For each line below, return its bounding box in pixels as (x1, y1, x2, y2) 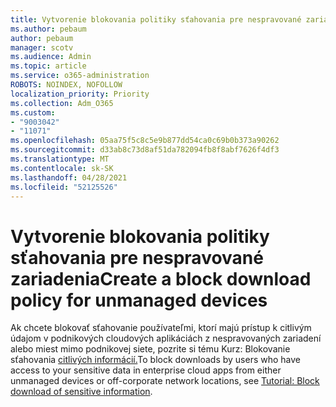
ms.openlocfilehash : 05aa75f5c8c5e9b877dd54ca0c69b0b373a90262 (10, 136, 280, 146)
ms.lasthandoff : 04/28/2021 (10, 172, 128, 183)
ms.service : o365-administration (10, 71, 150, 81)
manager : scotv (10, 42, 74, 53)
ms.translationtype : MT (10, 154, 110, 164)
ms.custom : (10, 107, 56, 118)
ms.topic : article (10, 61, 87, 71)
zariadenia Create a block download (10, 267, 312, 290)
